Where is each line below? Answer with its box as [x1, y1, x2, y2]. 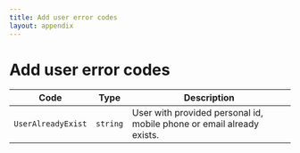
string [95, 119, 124, 129]
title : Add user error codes [9, 12, 118, 22]
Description [183, 92, 235, 104]
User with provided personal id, [132, 107, 263, 119]
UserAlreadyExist [13, 119, 87, 129]
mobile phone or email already [132, 117, 260, 130]
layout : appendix [9, 21, 74, 30]
